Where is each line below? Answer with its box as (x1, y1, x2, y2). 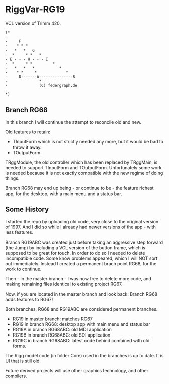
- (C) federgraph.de (5, 83, 78, 88)
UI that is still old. (5, 358, 41, 364)
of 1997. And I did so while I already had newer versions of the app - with (5, 224, 156, 230)
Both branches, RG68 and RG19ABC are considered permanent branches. (5, 306, 158, 312)
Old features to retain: (5, 129, 51, 135)
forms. (12, 343, 27, 349)
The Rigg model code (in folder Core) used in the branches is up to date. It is (5, 352, 164, 358)
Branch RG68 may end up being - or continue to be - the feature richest (5, 185, 154, 191)
